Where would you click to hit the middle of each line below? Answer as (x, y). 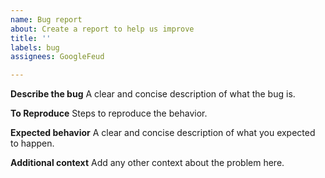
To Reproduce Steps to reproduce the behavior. (109, 113)
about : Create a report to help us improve (102, 29)
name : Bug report (46, 19)
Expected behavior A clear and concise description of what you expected (163, 133)
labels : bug (35, 47)
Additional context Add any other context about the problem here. (147, 163)
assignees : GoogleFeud (57, 57)
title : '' (31, 38)
